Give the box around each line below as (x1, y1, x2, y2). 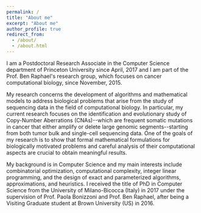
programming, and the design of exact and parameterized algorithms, (6, 173, 181, 181)
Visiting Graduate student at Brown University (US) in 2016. (6, 199, 155, 207)
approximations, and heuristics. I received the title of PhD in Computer (6, 180, 183, 187)
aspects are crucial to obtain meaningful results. (6, 148, 127, 156)
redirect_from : (6, 32, 45, 38)
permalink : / (6, 9, 40, 15)
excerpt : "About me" (6, 20, 59, 26)
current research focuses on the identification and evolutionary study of (6, 110, 187, 117)
